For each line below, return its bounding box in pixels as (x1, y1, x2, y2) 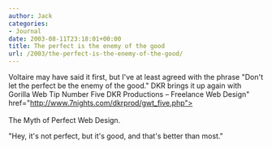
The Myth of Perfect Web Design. (8, 116, 121, 125)
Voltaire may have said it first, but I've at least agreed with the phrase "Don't (8, 72, 264, 81)
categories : (8, 20, 49, 28)
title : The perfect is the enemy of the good (8, 42, 165, 50)
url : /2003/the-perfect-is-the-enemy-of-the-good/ (8, 50, 183, 58)
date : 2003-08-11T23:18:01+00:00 (8, 34, 122, 43)
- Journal (8, 27, 42, 35)
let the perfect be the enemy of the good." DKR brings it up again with (8, 81, 242, 90)
